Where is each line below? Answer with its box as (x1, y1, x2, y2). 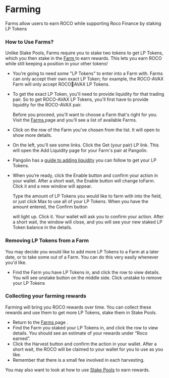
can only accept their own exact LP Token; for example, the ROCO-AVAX (12, 76, 164, 82)
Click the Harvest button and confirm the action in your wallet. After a (12, 341, 157, 347)
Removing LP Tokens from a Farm (5, 237, 89, 244)
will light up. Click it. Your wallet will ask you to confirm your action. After (12, 214, 164, 220)
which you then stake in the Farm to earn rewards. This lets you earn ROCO (5, 55, 162, 61)
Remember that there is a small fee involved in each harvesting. (12, 357, 145, 363)
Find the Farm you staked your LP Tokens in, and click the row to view (12, 324, 158, 330)
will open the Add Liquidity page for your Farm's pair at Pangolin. (12, 147, 148, 154)
